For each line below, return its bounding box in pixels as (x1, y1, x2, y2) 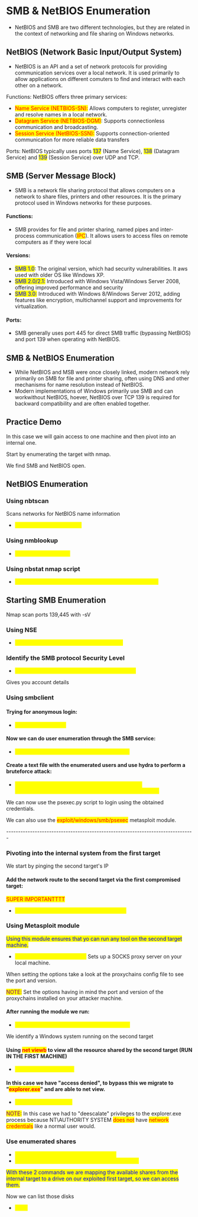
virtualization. (14, 303, 48, 310)
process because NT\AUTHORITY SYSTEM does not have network (6, 1116, 170, 1124)
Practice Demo (6, 417, 62, 427)
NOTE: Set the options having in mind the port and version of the (6, 988, 164, 995)
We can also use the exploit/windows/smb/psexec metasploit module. (6, 817, 176, 824)
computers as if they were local (14, 238, 92, 245)
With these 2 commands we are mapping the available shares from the (6, 1169, 178, 1176)
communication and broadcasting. (14, 123, 99, 131)
